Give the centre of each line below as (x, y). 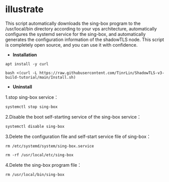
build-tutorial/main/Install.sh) (41, 77)
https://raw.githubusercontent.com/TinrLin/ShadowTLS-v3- (102, 73)
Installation (25, 55)
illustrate (25, 9)
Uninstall (22, 87)
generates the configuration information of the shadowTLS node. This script (85, 40)
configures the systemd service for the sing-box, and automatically (76, 34)
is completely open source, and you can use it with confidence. (72, 45)
